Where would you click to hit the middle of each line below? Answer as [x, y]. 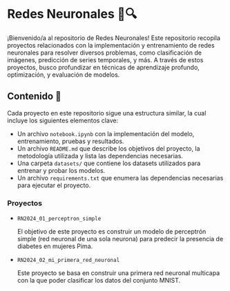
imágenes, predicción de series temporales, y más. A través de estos [105, 59]
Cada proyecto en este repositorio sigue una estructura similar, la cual [107, 113]
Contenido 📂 [35, 96]
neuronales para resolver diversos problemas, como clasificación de [105, 53]
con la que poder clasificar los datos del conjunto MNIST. [99, 281]
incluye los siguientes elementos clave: [63, 120]
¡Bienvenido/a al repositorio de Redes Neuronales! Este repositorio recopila [114, 38]
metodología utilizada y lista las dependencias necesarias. [100, 156]
